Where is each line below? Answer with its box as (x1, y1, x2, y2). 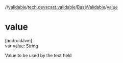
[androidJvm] (5, 37, 33, 43)
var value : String (5, 43, 38, 49)
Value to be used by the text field (5, 52, 72, 58)
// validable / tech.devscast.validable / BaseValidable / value (5, 4, 118, 10)
